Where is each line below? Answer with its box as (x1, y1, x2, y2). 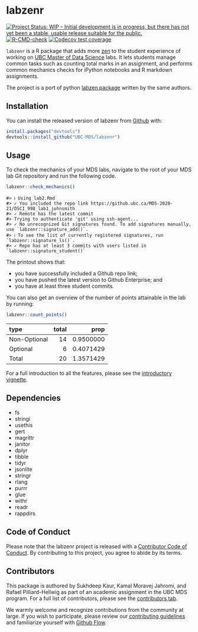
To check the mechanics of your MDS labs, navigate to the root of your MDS (6, 166, 192, 173)
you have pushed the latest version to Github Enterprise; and (14, 277, 163, 284)
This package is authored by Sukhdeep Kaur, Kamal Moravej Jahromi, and (6, 582, 186, 589)
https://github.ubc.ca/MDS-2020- (90, 201, 173, 207)
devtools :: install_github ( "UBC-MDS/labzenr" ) (6, 134, 120, 140)
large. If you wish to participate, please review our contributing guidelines (6, 612, 186, 620)
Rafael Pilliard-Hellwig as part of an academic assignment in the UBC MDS (6, 588, 187, 595)
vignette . (6, 376, 28, 383)
